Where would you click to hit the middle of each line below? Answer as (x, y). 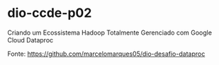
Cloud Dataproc (30, 40)
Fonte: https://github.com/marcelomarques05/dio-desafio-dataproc (106, 54)
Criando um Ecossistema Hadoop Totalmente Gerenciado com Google (110, 32)
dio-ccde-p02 (50, 13)
